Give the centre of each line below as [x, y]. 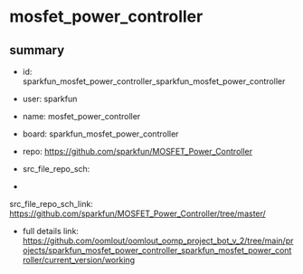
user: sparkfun [50, 99]
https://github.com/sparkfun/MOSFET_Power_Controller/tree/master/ [138, 213]
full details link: [51, 231]
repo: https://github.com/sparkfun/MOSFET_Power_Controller [137, 151]
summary [37, 50]
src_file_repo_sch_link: [51, 204]
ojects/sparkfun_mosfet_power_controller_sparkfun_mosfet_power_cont [157, 250]
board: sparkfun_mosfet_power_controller [100, 134]
